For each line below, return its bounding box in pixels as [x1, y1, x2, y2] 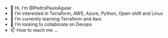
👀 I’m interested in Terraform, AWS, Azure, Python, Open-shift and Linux [10, 10, 163, 16]
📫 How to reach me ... [10, 27, 58, 33]
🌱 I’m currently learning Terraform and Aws [10, 16, 102, 22]
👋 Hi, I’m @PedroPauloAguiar [10, 5, 72, 11]
